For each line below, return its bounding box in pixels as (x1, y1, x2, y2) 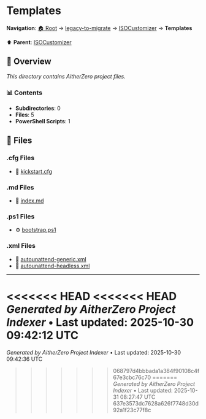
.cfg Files (6, 154, 35, 163)
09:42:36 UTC (6, 355, 43, 363)
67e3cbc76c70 (113, 374, 151, 381)
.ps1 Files (6, 212, 35, 221)
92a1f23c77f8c (113, 406, 151, 413)
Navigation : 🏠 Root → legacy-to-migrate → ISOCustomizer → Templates (6, 24, 193, 31)
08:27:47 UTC (120, 393, 156, 401)
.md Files (6, 183, 34, 191)
